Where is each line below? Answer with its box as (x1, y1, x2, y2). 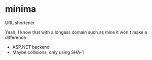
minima (5, 3, 36, 15)
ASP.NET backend (12, 44, 50, 50)
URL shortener (5, 20, 35, 26)
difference (5, 34, 26, 40)
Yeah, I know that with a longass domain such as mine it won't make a (5, 29, 147, 35)
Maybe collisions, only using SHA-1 (12, 49, 84, 55)
